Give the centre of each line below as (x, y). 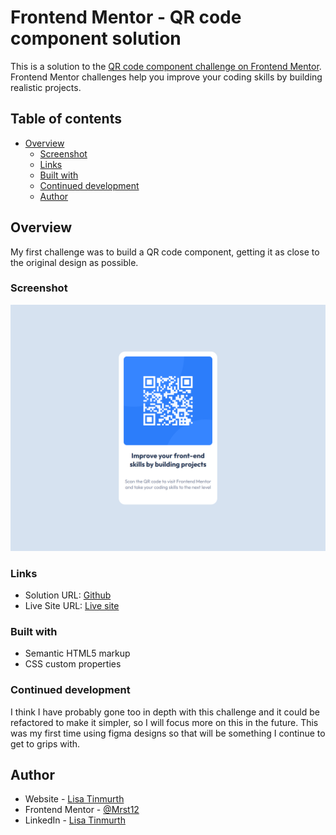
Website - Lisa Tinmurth (74, 799)
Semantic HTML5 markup (77, 653)
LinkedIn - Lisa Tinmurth (75, 820)
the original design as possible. (74, 262)
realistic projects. (46, 87)
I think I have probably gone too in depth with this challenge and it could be (165, 712)
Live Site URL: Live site (72, 605)
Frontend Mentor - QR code (126, 17)
